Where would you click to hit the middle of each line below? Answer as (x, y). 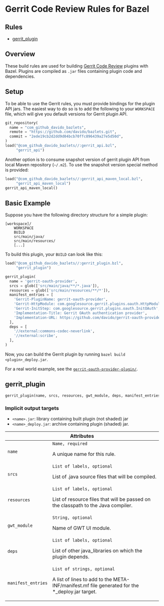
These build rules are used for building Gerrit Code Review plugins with (77, 66)
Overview (20, 54)
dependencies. (20, 76)
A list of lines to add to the (82, 579)
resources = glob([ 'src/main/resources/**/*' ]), (60, 290)
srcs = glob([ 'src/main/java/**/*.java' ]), (54, 286)
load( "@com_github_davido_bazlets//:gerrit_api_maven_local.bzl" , (74, 179)
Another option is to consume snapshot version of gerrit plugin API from (78, 159)
